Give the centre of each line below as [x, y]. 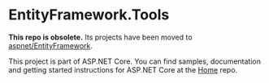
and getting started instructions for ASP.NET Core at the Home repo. [123, 69]
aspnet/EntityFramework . [51, 45]
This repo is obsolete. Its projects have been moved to [100, 37]
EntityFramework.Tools [89, 15]
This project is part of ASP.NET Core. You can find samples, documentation [135, 61]
